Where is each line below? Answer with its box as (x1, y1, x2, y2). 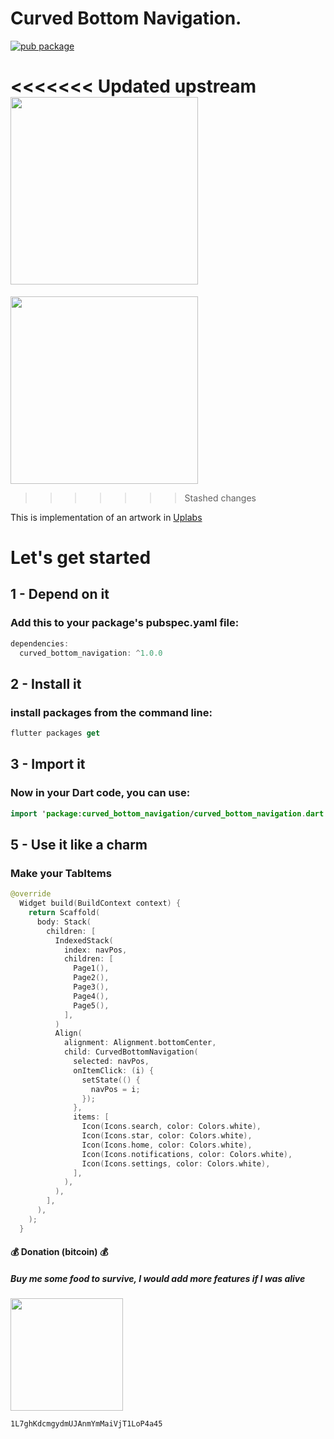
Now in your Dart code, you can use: (10, 786, 191, 800)
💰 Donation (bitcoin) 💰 (10, 1246, 109, 1258)
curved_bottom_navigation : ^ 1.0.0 (19, 648, 163, 658)
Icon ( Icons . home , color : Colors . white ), (81, 1140, 253, 1150)
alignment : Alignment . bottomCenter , (63, 1038, 217, 1048)
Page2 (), (73, 973, 110, 983)
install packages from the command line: (10, 705, 213, 719)
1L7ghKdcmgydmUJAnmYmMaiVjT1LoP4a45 (10, 1419, 163, 1429)
